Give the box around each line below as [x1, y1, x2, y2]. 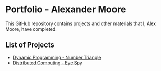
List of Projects [5, 41, 55, 50]
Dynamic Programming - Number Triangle [12, 54, 101, 60]
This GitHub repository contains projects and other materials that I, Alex [5, 20, 156, 27]
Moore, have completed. [5, 26, 57, 32]
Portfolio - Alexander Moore [5, 4, 126, 15]
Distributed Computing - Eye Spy [12, 60, 83, 66]
